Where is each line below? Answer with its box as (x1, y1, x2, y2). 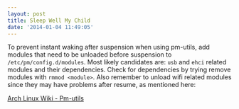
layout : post (7, 10, 46, 18)
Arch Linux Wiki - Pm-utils (7, 94, 84, 103)
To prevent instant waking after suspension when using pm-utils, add (7, 43, 210, 52)
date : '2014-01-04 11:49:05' (7, 23, 94, 30)
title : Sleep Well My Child (7, 17, 91, 24)
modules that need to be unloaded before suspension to (7, 50, 172, 59)
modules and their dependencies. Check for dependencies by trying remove (7, 65, 231, 74)
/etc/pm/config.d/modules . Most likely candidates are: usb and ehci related (7, 58, 227, 67)
